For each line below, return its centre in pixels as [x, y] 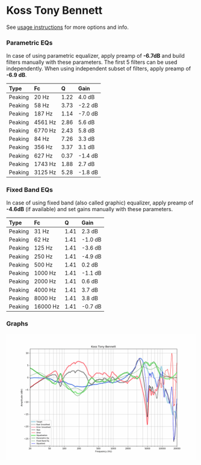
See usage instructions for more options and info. [68, 27]
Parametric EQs [29, 43]
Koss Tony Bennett [54, 11]
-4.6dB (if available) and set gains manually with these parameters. [90, 209]
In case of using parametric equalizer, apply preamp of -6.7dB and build [96, 56]
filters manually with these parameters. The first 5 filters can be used [92, 62]
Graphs [17, 324]
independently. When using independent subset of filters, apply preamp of [99, 69]
